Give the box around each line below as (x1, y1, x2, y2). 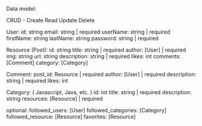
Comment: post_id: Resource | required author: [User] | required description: (6, 71, 197, 77)
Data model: (6, 5, 37, 12)
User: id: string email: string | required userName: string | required (6, 28, 171, 35)
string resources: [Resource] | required (6, 95, 103, 102)
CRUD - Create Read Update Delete (6, 17, 95, 23)
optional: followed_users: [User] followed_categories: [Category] (6, 107, 167, 113)
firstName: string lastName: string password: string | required (6, 35, 159, 41)
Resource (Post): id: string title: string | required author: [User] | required (6, 46, 186, 53)
